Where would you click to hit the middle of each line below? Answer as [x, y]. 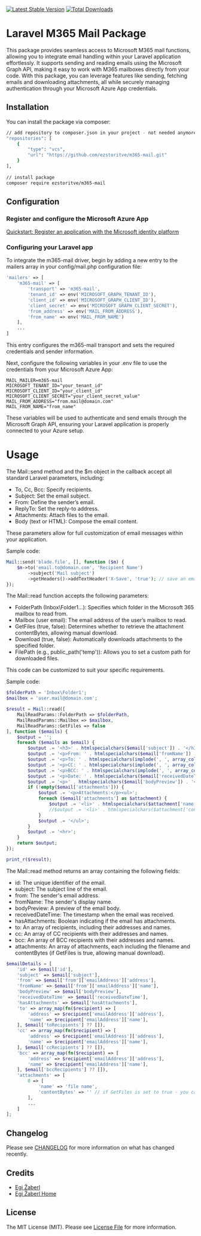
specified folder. [35, 646]
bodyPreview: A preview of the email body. [68, 908]
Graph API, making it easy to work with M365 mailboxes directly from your [98, 69]
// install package [31, 177]
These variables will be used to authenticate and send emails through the [96, 418]
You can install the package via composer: [58, 122]
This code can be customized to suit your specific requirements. [86, 670]
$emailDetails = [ [29, 963]
